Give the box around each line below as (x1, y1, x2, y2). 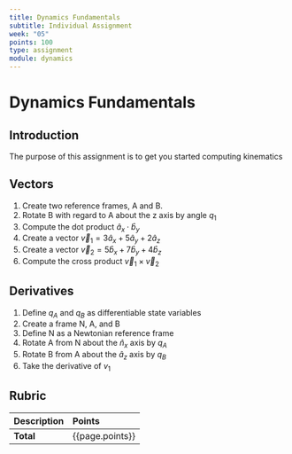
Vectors (9, 176, 54, 192)
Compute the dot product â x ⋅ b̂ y (21, 221, 140, 234)
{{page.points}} (72, 429, 136, 442)
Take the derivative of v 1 (21, 361, 111, 373)
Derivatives (9, 284, 74, 299)
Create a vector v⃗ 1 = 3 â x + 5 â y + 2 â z (21, 232, 161, 246)
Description (13, 414, 65, 427)
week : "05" (9, 29, 50, 38)
